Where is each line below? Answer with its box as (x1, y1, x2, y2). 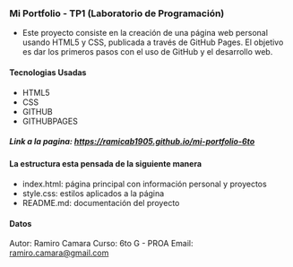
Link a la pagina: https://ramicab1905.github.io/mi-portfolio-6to (9, 136, 255, 147)
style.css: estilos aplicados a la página (22, 188, 165, 199)
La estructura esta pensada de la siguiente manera (9, 159, 203, 169)
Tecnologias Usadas (9, 66, 87, 78)
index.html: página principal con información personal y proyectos (22, 178, 267, 190)
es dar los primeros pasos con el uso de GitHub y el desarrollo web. (22, 47, 273, 57)
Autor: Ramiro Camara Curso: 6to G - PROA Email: (9, 238, 194, 249)
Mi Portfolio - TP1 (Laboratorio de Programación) (9, 7, 225, 20)
